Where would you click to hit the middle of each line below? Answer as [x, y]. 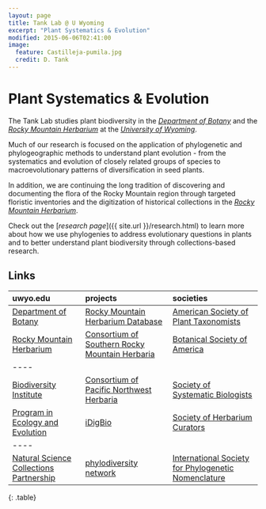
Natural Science [42, 458]
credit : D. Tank [42, 60]
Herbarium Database [124, 321]
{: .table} [23, 497]
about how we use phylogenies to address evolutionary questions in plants [130, 234]
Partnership [34, 477]
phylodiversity [112, 462]
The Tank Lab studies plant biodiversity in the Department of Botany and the [133, 120]
